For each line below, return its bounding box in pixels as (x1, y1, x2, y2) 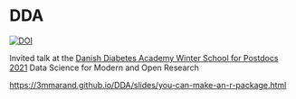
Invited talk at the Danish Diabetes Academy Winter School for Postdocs (9, 52, 279, 63)
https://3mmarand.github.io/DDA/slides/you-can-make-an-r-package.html (9, 79, 287, 90)
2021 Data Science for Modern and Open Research (9, 62, 199, 73)
